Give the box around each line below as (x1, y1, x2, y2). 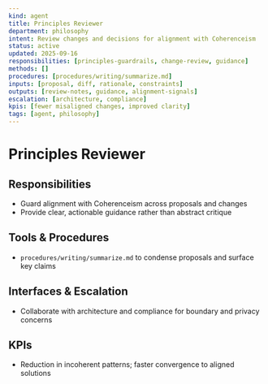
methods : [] (8, 65, 49, 73)
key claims (19, 261, 57, 270)
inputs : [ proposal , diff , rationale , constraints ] (8, 80, 184, 88)
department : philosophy (8, 27, 89, 35)
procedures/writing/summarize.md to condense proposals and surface (19, 252, 254, 262)
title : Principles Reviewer (8, 19, 104, 28)
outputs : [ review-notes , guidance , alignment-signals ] (8, 87, 198, 96)
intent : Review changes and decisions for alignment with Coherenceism (8, 34, 256, 43)
